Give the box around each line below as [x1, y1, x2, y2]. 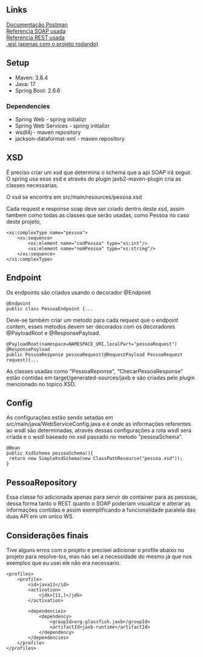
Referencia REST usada [6, 33, 65, 41]
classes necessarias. [6, 181, 59, 188]
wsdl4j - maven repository [15, 128, 81, 136]
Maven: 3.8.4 [15, 74, 48, 81]
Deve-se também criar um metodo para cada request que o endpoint [6, 316, 179, 324]
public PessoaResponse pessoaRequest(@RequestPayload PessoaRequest [6, 352, 183, 358]
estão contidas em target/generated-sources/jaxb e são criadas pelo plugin [6, 374, 195, 381]
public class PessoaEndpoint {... [6, 305, 94, 312]
